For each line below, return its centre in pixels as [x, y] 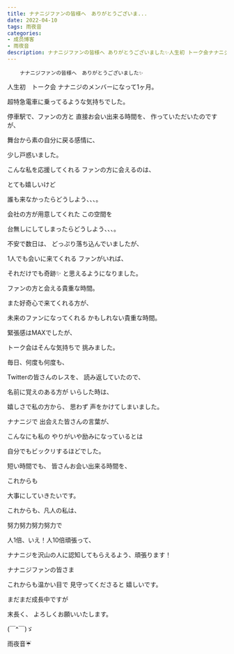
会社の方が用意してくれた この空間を [60, 214]
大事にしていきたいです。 [44, 495]
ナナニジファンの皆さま [41, 570]
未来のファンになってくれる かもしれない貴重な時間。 [84, 317]
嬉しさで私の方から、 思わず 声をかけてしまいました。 [85, 406]
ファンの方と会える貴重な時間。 [53, 288]
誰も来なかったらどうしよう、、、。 [55, 199]
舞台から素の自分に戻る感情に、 [53, 139]
